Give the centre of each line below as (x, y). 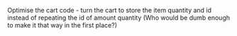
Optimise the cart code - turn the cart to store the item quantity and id (109, 10)
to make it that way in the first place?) (62, 25)
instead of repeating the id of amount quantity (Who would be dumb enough (119, 18)
